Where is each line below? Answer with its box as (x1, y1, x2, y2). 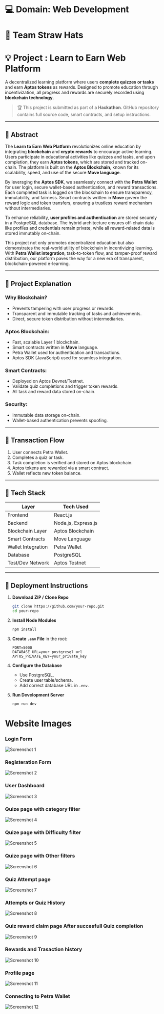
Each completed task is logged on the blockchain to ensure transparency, (5, 189, 153, 195)
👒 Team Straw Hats (5, 30, 84, 41)
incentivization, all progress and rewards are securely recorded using (5, 89, 144, 96)
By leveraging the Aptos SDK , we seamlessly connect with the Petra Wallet (5, 179, 157, 185)
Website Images (5, 718, 72, 729)
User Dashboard (5, 782, 45, 789)
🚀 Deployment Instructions (5, 581, 88, 589)
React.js (54, 511, 72, 518)
